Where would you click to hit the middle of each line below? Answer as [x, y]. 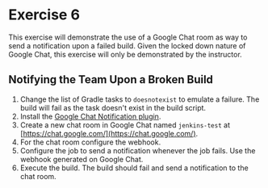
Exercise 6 [44, 15]
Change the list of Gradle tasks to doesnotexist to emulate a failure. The [140, 99]
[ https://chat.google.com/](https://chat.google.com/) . [109, 133]
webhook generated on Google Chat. [82, 159]
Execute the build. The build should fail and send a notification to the [134, 168]
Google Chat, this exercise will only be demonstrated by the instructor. [125, 54]
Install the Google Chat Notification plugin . [90, 116]
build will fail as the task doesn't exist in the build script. [113, 107]
